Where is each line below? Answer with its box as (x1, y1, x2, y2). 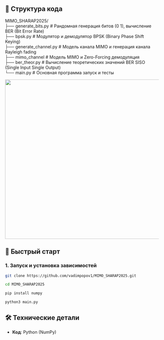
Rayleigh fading (5, 49, 37, 55)
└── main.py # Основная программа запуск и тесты (5, 69, 114, 76)
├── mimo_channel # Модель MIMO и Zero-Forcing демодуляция (5, 54, 140, 60)
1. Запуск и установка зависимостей (5, 262, 97, 269)
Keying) (5, 39, 20, 44)
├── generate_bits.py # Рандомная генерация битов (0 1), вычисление (5, 23, 152, 29)
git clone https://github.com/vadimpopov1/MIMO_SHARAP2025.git (5, 273, 137, 278)
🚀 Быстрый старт (5, 247, 60, 256)
